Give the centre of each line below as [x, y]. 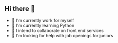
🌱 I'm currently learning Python [43, 25]
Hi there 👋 [20, 9]
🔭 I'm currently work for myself [43, 20]
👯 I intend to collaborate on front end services [58, 30]
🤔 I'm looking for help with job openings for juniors [62, 35]
